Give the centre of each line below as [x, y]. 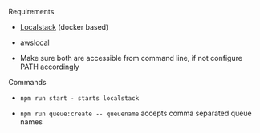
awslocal [35, 42]
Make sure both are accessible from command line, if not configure [131, 58]
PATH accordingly [49, 66]
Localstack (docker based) [64, 27]
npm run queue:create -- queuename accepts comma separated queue [136, 113]
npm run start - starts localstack [79, 99]
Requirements [31, 12]
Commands [27, 82]
